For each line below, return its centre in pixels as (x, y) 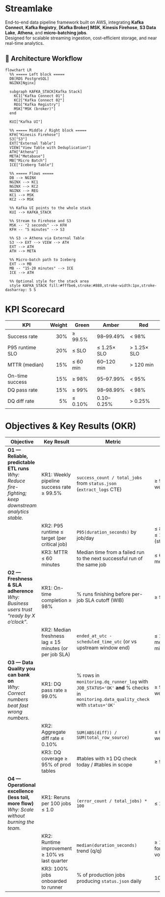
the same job (91, 565)
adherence (20, 591)
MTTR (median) (26, 365)
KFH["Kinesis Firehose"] (35, 134)
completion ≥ (57, 600)
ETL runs (18, 468)
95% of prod (56, 764)
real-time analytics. (25, 43)
